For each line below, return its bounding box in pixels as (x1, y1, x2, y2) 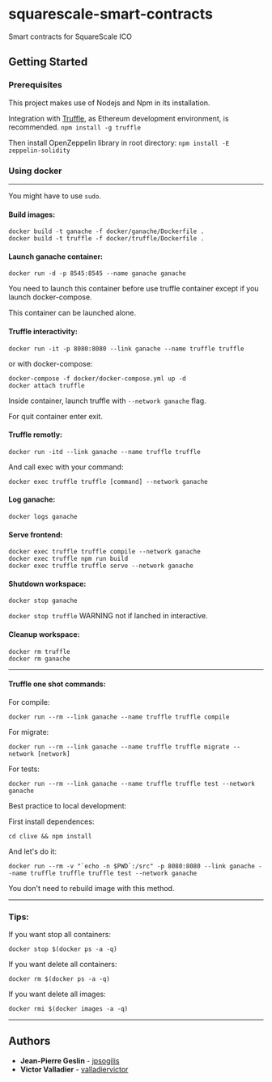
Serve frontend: (8, 529, 63, 539)
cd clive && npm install (8, 832, 92, 840)
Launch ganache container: (8, 252, 104, 261)
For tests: (8, 764, 40, 774)
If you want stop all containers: (8, 930, 112, 940)
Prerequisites (8, 79, 62, 91)
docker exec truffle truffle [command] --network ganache (8, 477, 208, 486)
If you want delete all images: (8, 989, 107, 999)
